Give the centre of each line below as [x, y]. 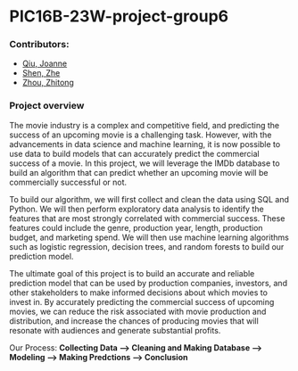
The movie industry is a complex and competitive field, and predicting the [144, 125]
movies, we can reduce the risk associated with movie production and [138, 311]
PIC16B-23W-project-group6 [119, 16]
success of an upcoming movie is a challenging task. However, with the [141, 135]
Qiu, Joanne [45, 63]
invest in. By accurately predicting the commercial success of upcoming [142, 301]
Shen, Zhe [41, 73]
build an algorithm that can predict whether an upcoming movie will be [139, 172]
